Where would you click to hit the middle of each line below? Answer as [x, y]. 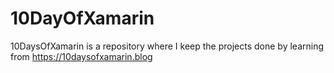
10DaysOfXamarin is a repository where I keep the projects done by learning [167, 46]
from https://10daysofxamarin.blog [81, 56]
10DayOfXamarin [82, 18]
